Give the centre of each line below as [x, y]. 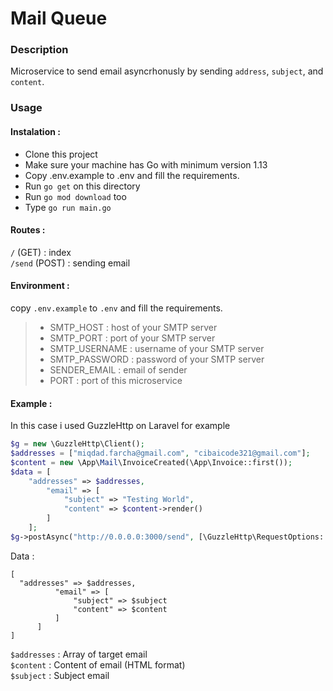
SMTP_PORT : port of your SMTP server [132, 338]
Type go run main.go [68, 207]
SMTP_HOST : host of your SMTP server [133, 328]
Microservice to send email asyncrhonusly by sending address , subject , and [167, 71]
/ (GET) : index [41, 252]
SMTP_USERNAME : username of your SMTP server [157, 349]
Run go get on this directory [82, 186]
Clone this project [61, 154]
